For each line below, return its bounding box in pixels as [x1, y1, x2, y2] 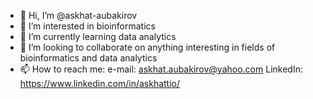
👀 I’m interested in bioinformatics [19, 20, 156, 32]
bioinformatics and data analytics [19, 52, 158, 64]
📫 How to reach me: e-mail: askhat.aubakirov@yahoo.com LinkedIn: [19, 63, 303, 75]
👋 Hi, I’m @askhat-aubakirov [19, 10, 138, 21]
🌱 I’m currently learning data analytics [19, 31, 177, 42]
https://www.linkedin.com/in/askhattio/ [19, 78, 181, 89]
